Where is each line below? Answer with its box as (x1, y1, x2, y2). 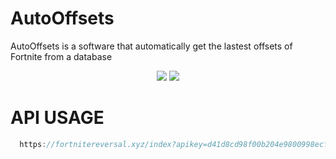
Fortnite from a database (10, 50, 113, 62)
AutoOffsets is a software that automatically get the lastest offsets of (10, 40, 293, 52)
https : (19, 139, 47, 149)
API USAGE (10, 107, 105, 129)
